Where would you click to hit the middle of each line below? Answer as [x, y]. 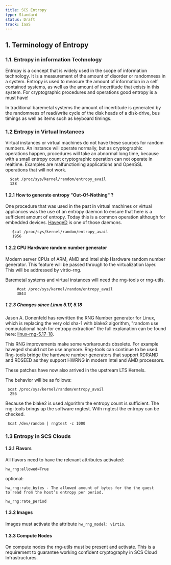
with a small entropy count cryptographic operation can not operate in [79, 159]
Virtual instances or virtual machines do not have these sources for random [84, 143]
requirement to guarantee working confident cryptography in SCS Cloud [81, 552]
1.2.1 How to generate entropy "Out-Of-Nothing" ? [59, 195]
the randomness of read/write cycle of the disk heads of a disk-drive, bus [82, 113]
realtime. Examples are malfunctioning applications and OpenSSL [74, 164]
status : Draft [20, 19]
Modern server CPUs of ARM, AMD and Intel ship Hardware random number [86, 259]
